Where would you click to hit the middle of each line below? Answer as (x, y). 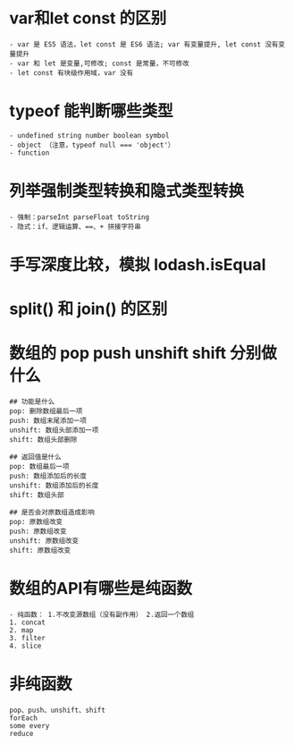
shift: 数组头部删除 (43, 440)
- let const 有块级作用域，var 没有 (71, 72)
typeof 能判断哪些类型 (92, 111)
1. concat (28, 622)
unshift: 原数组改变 (44, 541)
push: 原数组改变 (38, 532)
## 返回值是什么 (35, 457)
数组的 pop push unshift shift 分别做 (143, 353)
